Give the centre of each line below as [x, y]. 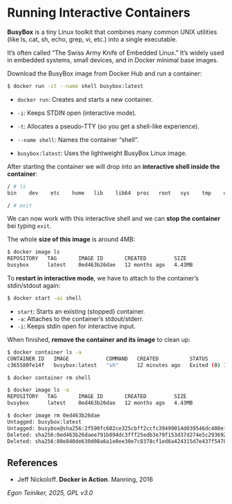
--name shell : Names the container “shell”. [78, 139]
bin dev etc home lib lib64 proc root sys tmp [109, 193]
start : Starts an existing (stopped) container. [81, 311]
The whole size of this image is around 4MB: [71, 240]
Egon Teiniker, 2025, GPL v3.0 [50, 493]
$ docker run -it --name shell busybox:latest [75, 86]
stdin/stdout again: [34, 286]
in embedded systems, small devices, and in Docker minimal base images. [113, 60]
